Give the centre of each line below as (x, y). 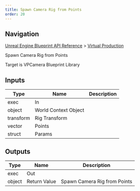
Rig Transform (51, 118)
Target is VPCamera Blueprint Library (42, 65)
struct (14, 134)
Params (44, 134)
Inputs (15, 80)
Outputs (18, 152)
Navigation (22, 34)
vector (15, 126)
